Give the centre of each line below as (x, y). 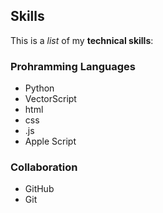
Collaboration (44, 167)
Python (39, 88)
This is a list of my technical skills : (82, 40)
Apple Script (50, 141)
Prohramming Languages (73, 66)
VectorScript (50, 99)
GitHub (39, 189)
